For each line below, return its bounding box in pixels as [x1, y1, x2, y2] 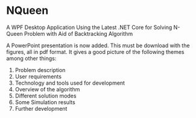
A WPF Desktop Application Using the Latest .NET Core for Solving [6, 24, 172, 31]
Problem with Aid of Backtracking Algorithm [24, 30, 133, 37]
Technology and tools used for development [14, 79, 125, 87]
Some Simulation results [14, 98, 75, 106]
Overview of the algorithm [14, 85, 80, 93]
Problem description [14, 66, 66, 73]
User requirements [14, 73, 62, 80]
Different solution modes [14, 92, 77, 99]
